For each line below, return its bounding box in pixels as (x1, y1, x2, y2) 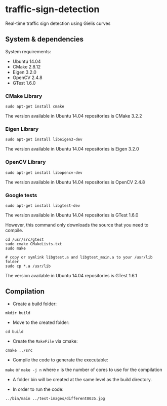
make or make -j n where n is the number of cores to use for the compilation (5, 366, 162, 373)
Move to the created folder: (12, 319, 70, 325)
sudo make (5, 246, 26, 251)
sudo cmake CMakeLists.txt (5, 241, 62, 246)
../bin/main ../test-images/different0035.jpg (5, 396, 105, 401)
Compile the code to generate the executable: (12, 356, 109, 363)
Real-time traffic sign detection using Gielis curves (5, 20, 111, 26)
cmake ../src (5, 348, 33, 353)
